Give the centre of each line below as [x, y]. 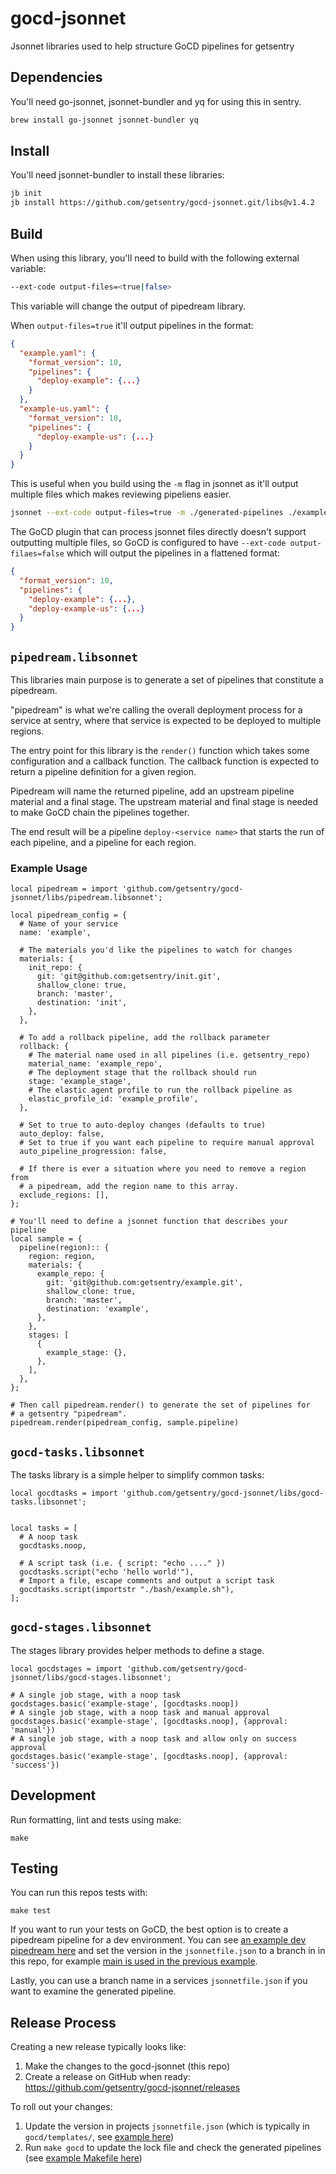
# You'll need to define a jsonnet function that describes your [149, 1222]
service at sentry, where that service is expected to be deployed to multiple [166, 720]
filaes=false [37, 554]
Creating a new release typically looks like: [98, 2047]
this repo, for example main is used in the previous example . [134, 1961]
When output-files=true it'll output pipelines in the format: [132, 325]
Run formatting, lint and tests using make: [96, 1819]
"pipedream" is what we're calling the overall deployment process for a [156, 709]
